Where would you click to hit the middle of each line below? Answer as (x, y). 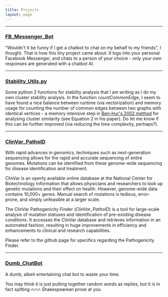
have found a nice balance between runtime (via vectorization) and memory (83, 103)
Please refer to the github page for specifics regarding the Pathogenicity (80, 240)
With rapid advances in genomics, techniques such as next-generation (78, 153)
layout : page (19, 15)
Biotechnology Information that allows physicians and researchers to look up (84, 184)
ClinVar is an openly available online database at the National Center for (79, 178)
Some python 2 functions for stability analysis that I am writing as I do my (81, 92)
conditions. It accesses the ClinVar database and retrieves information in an (83, 220)
